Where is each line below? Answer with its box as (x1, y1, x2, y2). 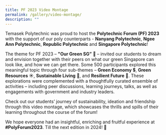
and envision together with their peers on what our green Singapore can (5, 56, 154, 62)
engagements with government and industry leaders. (5, 89, 115, 95)
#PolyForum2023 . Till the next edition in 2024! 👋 (5, 124, 107, 130)
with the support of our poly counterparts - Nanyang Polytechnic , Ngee (5, 36, 155, 42)
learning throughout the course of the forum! (5, 109, 98, 115)
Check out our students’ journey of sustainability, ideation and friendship (5, 99, 155, 105)
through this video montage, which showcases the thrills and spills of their (5, 104, 159, 110)
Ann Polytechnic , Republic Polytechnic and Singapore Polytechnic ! (5, 41, 148, 47)
